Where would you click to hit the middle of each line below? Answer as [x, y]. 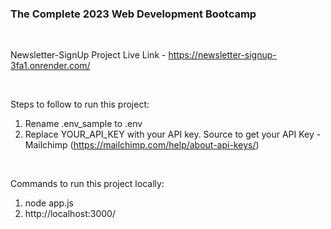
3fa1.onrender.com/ [50, 66]
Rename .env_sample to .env [83, 124]
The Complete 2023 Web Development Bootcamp [133, 14]
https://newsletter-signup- [222, 55]
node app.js [49, 203]
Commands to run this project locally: [87, 184]
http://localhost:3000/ [70, 214]
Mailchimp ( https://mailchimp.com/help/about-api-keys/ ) [142, 145]
